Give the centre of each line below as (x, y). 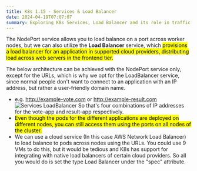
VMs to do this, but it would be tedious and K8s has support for (91, 149)
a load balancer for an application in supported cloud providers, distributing (98, 52)
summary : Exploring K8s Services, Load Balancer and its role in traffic (98, 22)
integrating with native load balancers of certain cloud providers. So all (100, 156)
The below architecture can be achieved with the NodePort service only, (94, 69)
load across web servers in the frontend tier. (60, 58)
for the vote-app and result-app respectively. (69, 112)
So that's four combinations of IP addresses (131, 106)
